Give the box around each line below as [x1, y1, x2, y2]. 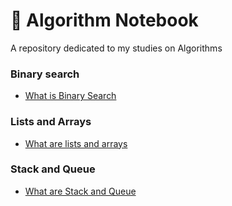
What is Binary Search [24, 90, 117, 102]
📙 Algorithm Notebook [10, 9, 199, 32]
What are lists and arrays [24, 137, 128, 149]
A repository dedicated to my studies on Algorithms [10, 42, 223, 54]
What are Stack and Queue [24, 185, 137, 197]
